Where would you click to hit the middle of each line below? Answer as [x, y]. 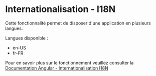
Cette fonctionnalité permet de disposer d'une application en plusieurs [78, 23]
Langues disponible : [27, 38]
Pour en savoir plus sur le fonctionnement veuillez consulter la [69, 62]
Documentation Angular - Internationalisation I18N [57, 68]
